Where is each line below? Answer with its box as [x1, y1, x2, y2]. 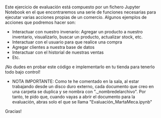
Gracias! [5, 108, 22, 114]
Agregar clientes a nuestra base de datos [12, 44, 95, 50]
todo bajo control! [5, 69, 41, 74]
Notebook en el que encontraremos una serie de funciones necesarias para [5, 9, 156, 15]
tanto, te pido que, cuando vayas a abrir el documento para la [12, 94, 135, 100]
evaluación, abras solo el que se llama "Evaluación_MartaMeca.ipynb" [12, 99, 153, 104]
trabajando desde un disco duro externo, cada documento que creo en [12, 84, 154, 89]
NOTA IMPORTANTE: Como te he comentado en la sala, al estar [12, 78, 139, 84]
